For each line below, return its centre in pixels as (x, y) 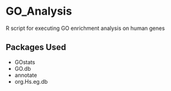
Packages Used (36, 47)
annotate (26, 75)
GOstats (25, 62)
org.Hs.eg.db (31, 81)
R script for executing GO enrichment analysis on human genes (85, 28)
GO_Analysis (39, 11)
